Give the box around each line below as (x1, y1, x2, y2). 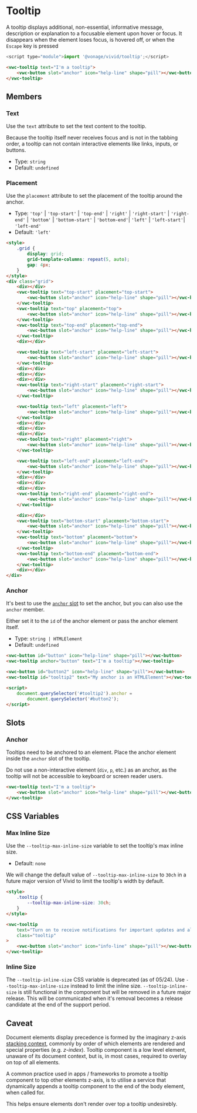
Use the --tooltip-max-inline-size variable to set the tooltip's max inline (6, 842, 184, 849)
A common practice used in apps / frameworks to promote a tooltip (6, 1070, 168, 1078)
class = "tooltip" (16, 932, 57, 938)
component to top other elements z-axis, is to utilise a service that (6, 1077, 166, 1084)
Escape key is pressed (6, 42, 59, 49)
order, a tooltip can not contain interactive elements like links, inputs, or (6, 140, 179, 148)
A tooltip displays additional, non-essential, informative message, (6, 24, 164, 31)
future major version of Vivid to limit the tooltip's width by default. (6, 878, 165, 885)
